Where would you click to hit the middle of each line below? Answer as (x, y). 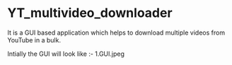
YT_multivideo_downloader (90, 13)
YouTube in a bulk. (34, 40)
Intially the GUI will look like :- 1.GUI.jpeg (66, 54)
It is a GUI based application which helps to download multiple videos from (116, 32)
